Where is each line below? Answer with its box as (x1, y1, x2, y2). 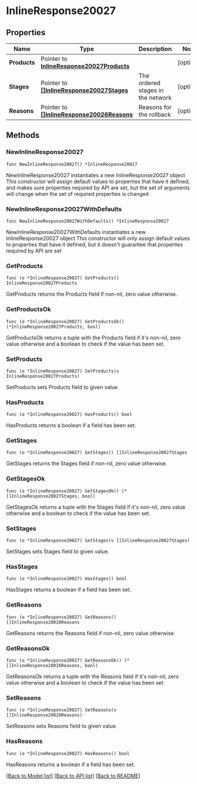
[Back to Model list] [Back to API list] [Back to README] (6, 772, 141, 779)
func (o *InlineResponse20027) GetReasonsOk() (6, 657, 122, 664)
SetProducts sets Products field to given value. (6, 383, 119, 391)
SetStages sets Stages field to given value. (6, 548, 110, 555)
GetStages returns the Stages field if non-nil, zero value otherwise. (6, 460, 168, 467)
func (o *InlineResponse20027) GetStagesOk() (6, 488, 119, 494)
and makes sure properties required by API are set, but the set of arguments (6, 184, 190, 191)
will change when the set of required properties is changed (6, 190, 149, 197)
